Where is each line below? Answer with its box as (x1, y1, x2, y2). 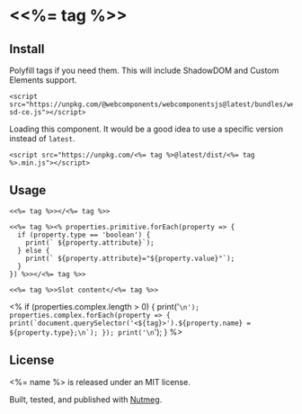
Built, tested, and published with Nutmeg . (9, 393, 163, 405)
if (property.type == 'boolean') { (17, 230, 151, 239)
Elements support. (9, 75, 77, 85)
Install (9, 41, 45, 57)
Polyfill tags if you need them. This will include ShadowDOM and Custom (9, 65, 280, 76)
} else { (17, 246, 50, 255)
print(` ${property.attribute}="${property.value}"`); (25, 254, 235, 263)
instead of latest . (9, 133, 75, 144)
